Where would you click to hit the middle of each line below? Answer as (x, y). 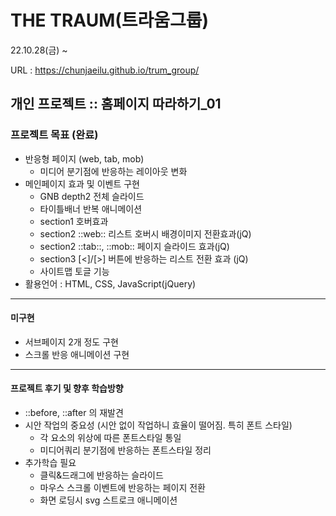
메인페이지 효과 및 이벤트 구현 (82, 183)
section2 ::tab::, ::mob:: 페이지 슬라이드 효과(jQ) (134, 246)
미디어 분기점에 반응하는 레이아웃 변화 (113, 171)
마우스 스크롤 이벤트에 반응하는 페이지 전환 (123, 488)
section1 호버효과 (74, 221)
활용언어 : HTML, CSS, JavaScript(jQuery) (110, 283)
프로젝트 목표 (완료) (54, 135)
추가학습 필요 (50, 463)
